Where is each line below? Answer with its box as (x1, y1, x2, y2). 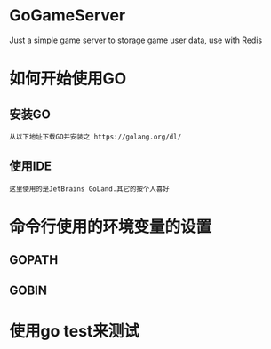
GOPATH (9, 252, 59, 267)
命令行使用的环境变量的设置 (9, 217, 212, 236)
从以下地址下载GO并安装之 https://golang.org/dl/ (9, 132, 182, 141)
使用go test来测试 (9, 321, 140, 341)
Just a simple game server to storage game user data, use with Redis (9, 35, 263, 45)
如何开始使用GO (9, 68, 127, 89)
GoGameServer (9, 5, 126, 26)
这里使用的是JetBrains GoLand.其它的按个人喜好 (9, 184, 171, 194)
